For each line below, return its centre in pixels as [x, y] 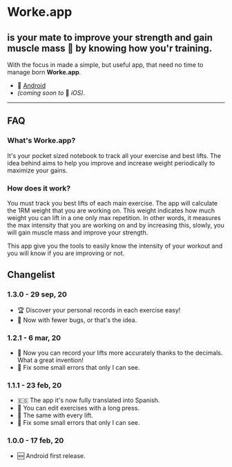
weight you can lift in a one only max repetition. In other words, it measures [114, 217]
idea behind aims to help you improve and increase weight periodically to [111, 163]
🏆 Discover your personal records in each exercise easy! [99, 310]
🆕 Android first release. [51, 455]
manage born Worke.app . [44, 72]
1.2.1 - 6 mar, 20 [34, 337]
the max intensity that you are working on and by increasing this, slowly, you [116, 225]
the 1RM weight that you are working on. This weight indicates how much [111, 210]
